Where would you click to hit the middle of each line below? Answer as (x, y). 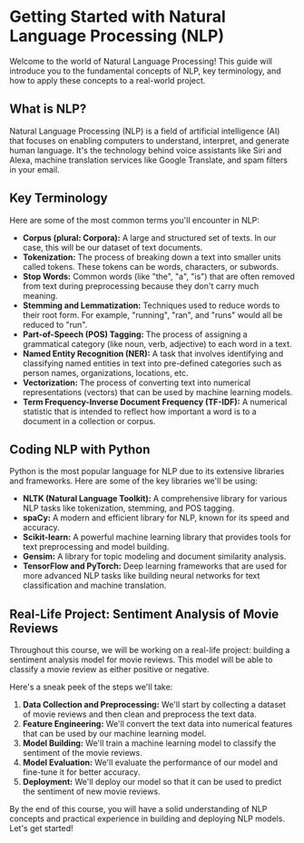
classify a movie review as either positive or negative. (110, 669)
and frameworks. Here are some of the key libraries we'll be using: (134, 481)
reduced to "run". (55, 324)
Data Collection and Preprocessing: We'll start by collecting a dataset (154, 705)
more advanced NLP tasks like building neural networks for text (141, 576)
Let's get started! (42, 828)
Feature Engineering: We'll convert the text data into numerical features (157, 724)
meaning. (40, 295)
